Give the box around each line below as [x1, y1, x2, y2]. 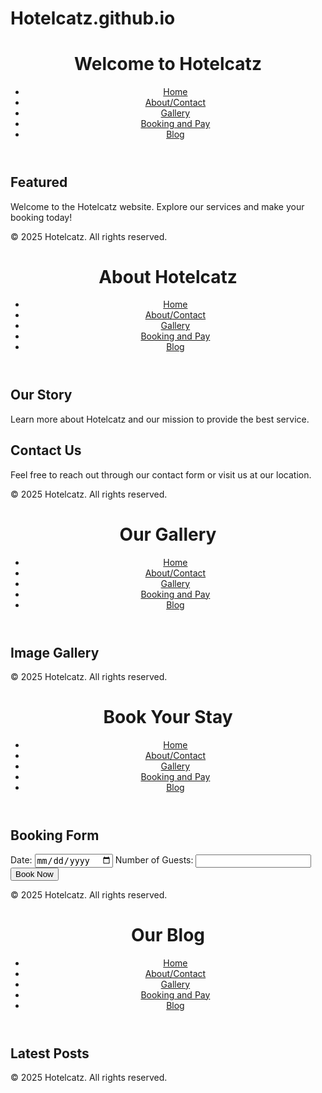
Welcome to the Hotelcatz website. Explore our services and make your [10, 200, 305, 212]
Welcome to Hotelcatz [74, 53, 262, 76]
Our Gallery [119, 523, 217, 546]
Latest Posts [10, 1045, 90, 1062]
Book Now [15, 868, 54, 879]
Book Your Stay [103, 706, 233, 729]
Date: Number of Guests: [10, 854, 194, 866]
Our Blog [130, 923, 205, 946]
